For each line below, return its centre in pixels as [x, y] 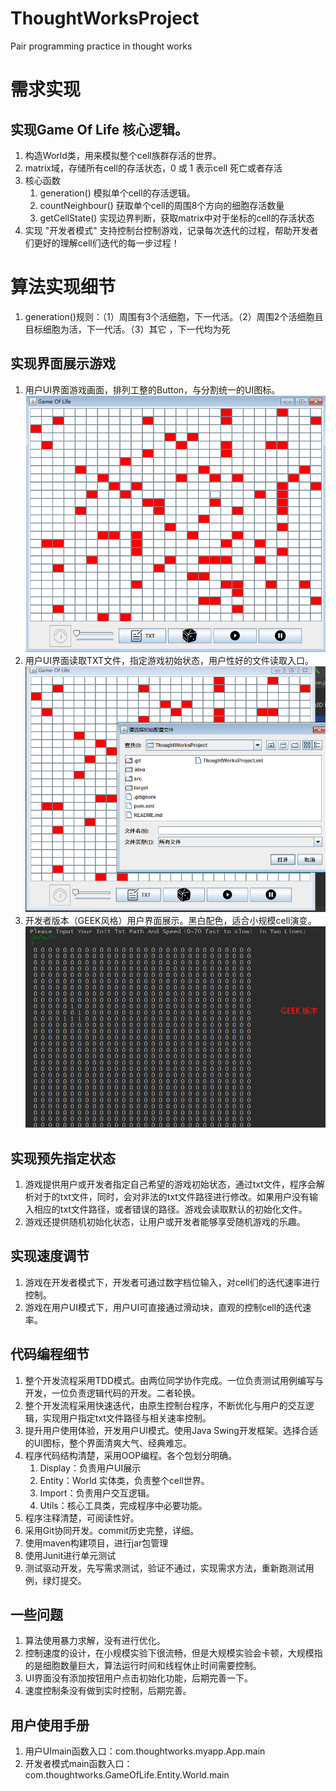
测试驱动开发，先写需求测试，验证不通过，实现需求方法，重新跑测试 [165, 1568]
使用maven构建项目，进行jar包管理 [96, 1543]
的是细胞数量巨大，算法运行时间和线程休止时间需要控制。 [143, 1666]
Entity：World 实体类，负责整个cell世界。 [124, 1480]
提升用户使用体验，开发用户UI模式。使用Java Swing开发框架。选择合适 [171, 1430]
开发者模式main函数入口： [78, 1764]
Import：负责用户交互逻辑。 [97, 1493]
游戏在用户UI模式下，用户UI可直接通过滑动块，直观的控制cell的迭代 [163, 1307]
